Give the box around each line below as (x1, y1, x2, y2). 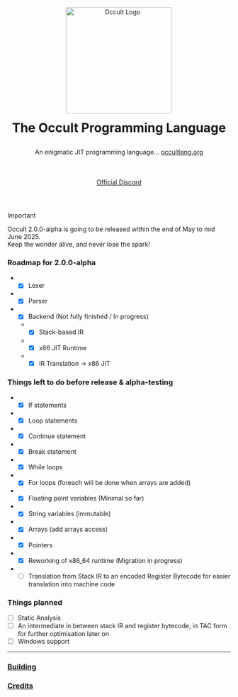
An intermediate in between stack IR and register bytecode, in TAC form (17, 622, 228, 630)
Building (7, 662, 37, 672)
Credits (7, 681, 33, 691)
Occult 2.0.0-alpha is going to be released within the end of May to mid (7, 225, 215, 233)
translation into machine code (28, 579, 115, 588)
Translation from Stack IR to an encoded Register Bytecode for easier (28, 571, 231, 580)
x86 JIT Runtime (38, 343, 87, 352)
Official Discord (96, 178, 142, 186)
